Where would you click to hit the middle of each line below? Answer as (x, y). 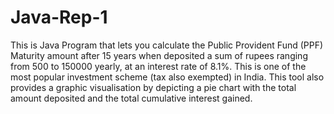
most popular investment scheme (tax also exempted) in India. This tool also (167, 77)
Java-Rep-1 (59, 17)
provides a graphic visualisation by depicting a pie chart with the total (153, 87)
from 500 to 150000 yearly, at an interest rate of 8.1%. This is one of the (158, 66)
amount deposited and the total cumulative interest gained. (131, 98)
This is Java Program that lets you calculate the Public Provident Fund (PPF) (167, 45)
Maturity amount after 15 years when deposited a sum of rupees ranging (159, 55)
